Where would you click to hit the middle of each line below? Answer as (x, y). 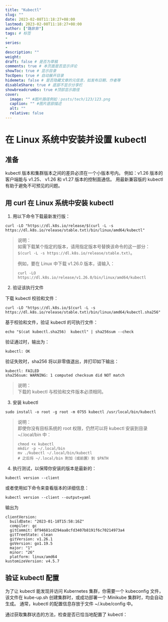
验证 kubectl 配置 (32, 578)
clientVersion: (21, 517)
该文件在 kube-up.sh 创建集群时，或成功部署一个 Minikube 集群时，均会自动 (84, 597)
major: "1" (21, 548)
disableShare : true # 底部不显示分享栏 (44, 85)
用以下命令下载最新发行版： (41, 216)
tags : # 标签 (18, 33)
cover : (12, 94)
